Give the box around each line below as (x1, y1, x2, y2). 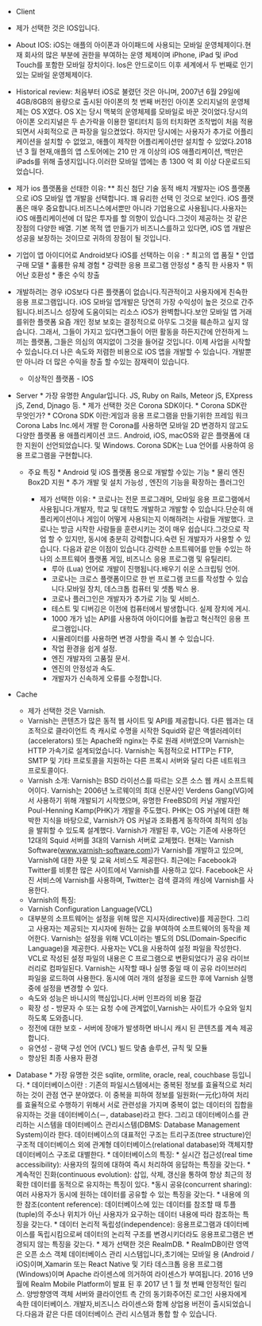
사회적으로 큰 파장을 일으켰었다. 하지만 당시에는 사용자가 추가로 (37, 127, 233, 136)
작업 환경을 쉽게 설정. (51, 644, 118, 653)
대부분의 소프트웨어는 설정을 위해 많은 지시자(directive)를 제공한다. (27, 914, 236, 923)
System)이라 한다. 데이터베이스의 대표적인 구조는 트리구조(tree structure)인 (15, 1130, 252, 1139)
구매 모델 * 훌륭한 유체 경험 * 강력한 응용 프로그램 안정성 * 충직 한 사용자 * (15, 261, 245, 269)
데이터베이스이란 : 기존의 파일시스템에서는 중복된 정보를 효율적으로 (31, 1080, 238, 1089)
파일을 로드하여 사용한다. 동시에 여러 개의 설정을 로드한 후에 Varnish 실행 (27, 974, 254, 983)
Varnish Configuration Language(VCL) (27, 904, 153, 913)
